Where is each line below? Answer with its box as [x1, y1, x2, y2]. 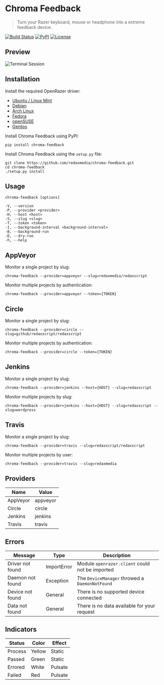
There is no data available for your [77, 602, 155, 609]
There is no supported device [77, 588, 145, 595]
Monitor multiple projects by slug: [5, 394, 73, 400]
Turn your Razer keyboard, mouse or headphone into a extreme [17, 19, 145, 25]
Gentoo [12, 123, 27, 129]
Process [7, 648, 26, 655]
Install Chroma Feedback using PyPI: [5, 133, 79, 139]
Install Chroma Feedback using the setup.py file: [5, 151, 102, 157]
